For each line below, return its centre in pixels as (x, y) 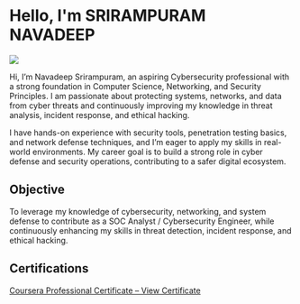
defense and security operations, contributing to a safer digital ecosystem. (148, 161)
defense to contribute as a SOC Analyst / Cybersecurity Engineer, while (142, 221)
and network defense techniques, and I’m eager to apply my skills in (136, 142)
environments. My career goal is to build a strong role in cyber (147, 152)
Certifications (49, 268)
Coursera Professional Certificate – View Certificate (105, 290)
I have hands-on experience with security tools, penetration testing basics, (148, 133)
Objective (37, 190)
